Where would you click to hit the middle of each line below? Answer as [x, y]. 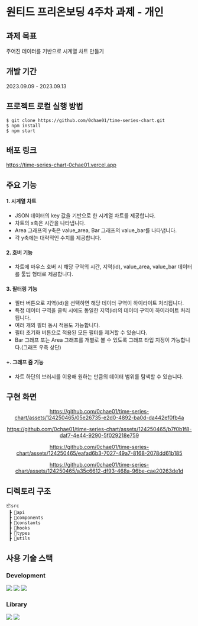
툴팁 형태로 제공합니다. [47, 274]
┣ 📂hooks [20, 528]
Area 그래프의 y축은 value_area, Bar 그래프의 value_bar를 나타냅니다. [96, 230]
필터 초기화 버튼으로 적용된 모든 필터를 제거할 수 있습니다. [81, 333]
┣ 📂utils [20, 539]
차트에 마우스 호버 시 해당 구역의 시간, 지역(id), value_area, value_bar [95, 267]
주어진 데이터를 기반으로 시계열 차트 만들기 [55, 51]
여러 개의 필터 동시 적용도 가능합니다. [57, 325]
